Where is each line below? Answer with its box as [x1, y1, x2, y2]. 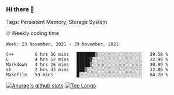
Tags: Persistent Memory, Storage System [6, 19, 107, 26]
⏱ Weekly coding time [6, 30, 60, 37]
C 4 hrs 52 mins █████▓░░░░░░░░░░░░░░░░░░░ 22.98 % [6, 57, 168, 63]
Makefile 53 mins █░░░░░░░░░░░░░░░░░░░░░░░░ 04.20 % [6, 72, 168, 78]
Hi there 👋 [6, 5, 35, 13]
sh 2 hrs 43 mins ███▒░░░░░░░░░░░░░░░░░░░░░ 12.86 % [6, 67, 168, 73]
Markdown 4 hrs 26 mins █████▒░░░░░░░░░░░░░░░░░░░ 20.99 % [6, 62, 168, 68]
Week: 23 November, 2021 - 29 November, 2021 [6, 41, 119, 47]
